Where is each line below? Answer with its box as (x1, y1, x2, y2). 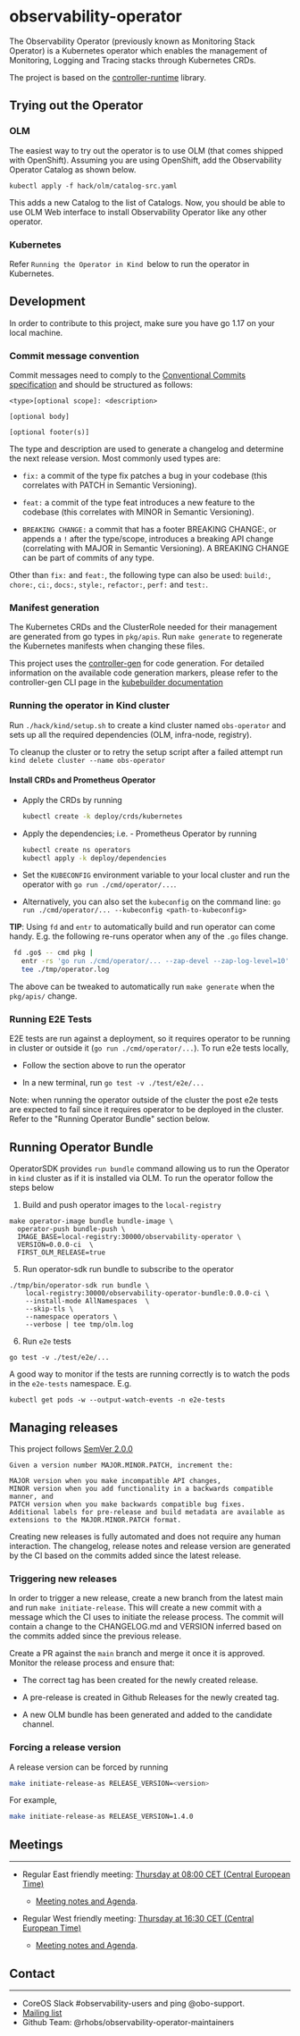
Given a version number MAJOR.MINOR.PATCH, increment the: (9, 1461, 234, 1470)
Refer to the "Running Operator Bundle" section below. (9, 1114, 210, 1125)
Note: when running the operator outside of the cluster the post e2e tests (9, 1094, 279, 1105)
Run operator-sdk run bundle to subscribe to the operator (21, 1264, 235, 1275)
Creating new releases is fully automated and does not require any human (9, 1531, 281, 1542)
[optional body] (9, 413, 70, 422)
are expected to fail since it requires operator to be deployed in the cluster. (9, 1104, 284, 1115)
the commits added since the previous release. (9, 1630, 181, 1641)
